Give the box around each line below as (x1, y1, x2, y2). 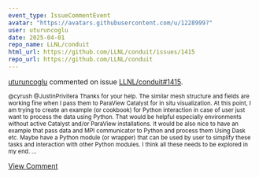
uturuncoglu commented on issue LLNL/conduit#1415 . (8, 76, 183, 87)
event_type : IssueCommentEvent (8, 11, 111, 20)
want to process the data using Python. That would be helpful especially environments (8, 113, 242, 121)
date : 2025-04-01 (8, 33, 65, 42)
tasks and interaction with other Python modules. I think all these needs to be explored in (8, 140, 248, 148)
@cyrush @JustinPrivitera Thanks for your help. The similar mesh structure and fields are (8, 92, 250, 100)
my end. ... (8, 147, 37, 155)
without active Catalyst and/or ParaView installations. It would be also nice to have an (8, 120, 239, 128)
